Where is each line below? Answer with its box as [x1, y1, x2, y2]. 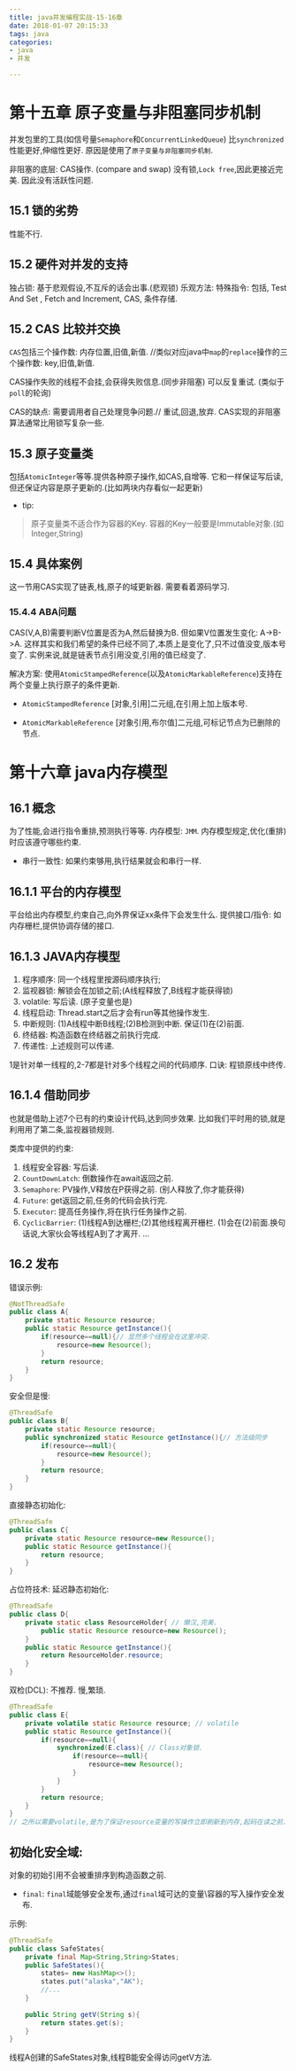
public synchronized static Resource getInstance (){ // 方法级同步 [25, 1433, 268, 1442]
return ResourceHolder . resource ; [41, 1651, 164, 1660]
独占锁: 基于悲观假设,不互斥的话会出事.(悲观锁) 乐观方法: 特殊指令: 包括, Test [9, 282, 287, 292]
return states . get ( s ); [41, 2018, 125, 2028]
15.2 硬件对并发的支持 [9, 257, 128, 272]
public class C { [9, 1525, 69, 1534]
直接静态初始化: [9, 1499, 66, 1511]
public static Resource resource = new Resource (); [41, 1626, 227, 1635]
